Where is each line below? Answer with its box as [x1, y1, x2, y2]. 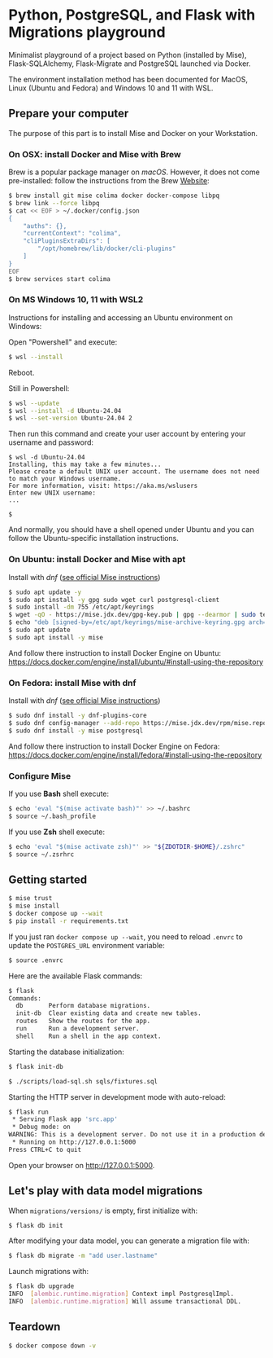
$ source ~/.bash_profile [8, 812, 96, 820]
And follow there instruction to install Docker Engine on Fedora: [8, 741, 220, 751]
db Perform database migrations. [15, 1002, 151, 1010]
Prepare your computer [8, 107, 129, 121]
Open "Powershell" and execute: [8, 336, 118, 347]
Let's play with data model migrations [8, 1184, 203, 1198]
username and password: [8, 437, 94, 447]
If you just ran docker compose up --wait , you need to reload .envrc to [8, 931, 244, 942]
